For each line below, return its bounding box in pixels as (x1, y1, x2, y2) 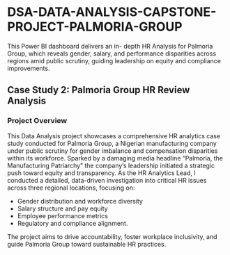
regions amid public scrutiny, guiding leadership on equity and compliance (7, 56, 222, 65)
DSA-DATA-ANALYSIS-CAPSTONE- (7, 4, 217, 20)
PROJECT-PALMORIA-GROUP (7, 19, 183, 35)
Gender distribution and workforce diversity (17, 197, 143, 205)
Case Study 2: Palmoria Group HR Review (7, 84, 190, 96)
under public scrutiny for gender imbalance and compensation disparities (7, 147, 218, 155)
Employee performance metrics (17, 211, 108, 220)
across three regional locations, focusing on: (7, 183, 135, 192)
